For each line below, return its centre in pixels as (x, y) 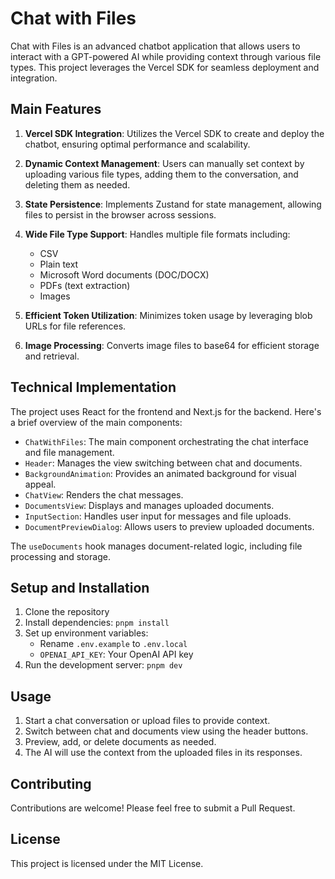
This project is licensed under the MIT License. (107, 863)
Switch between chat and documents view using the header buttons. (166, 731)
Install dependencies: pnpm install (97, 623)
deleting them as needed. (77, 184)
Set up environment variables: (86, 633)
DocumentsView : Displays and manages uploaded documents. (149, 505)
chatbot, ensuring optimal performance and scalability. (137, 144)
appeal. (40, 484)
